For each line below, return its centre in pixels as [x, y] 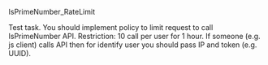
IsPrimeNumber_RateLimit [52, 12]
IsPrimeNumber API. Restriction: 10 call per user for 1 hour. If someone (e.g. [135, 36]
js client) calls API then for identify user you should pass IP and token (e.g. [133, 45]
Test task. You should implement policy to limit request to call [111, 27]
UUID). [19, 53]
